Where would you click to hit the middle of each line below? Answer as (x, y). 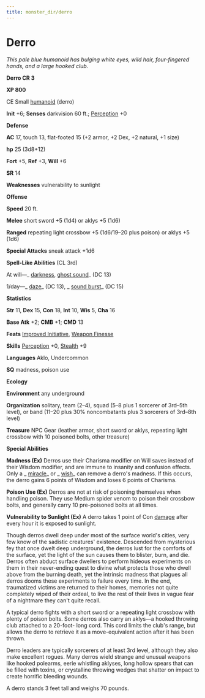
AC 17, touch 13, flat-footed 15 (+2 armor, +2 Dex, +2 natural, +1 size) (93, 137)
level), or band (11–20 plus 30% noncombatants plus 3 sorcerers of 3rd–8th (101, 412)
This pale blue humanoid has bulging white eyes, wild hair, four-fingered (98, 59)
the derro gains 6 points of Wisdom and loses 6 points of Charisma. (91, 480)
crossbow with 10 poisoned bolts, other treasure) (68, 437)
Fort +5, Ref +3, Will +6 (36, 161)
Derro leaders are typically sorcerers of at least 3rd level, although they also (102, 650)
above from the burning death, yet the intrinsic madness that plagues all (97, 574)
